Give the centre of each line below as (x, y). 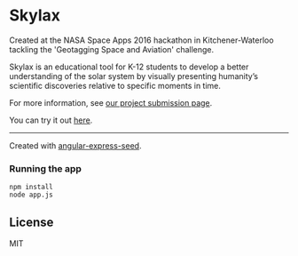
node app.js (31, 195)
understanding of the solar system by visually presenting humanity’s (134, 76)
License (31, 222)
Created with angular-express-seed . (75, 145)
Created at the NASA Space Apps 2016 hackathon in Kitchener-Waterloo (141, 40)
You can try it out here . (51, 120)
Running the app (46, 168)
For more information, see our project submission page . (111, 102)
